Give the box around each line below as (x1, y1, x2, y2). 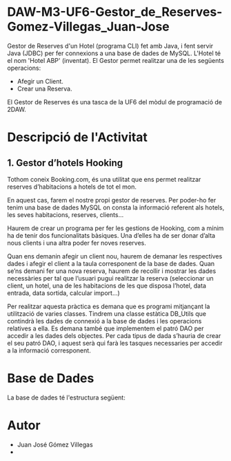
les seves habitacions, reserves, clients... (7, 210, 124, 218)
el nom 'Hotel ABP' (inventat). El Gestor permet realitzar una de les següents (7, 56, 224, 64)
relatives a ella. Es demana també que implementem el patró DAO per (7, 324, 204, 332)
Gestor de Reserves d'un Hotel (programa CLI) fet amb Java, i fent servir (7, 41, 214, 50)
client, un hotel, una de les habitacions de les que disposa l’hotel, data (7, 281, 207, 290)
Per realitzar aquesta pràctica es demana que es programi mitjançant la (7, 302, 210, 310)
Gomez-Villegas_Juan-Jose (7, 19, 170, 35)
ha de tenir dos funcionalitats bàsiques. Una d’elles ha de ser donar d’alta (7, 231, 216, 239)
